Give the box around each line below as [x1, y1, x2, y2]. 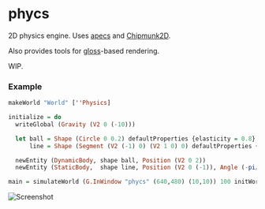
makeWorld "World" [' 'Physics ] [8, 99, 111, 107]
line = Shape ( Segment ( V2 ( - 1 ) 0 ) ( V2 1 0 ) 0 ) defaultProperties [28, 142, 252, 150]
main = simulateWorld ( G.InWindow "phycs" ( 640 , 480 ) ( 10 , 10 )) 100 [8, 178, 231, 186]
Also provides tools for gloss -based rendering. [8, 46, 160, 55]
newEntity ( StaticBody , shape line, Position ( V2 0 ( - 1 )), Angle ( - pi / [15, 163, 259, 172]
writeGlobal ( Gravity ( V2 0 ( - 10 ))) [15, 120, 136, 129]
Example [8, 80, 43, 91]
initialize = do [8, 114, 62, 121]
